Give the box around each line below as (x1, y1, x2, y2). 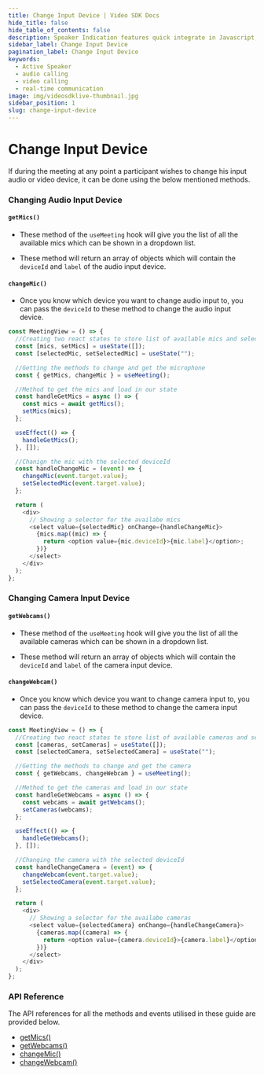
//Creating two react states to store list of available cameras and (15, 733, 247, 742)
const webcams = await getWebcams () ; (22, 798, 146, 806)
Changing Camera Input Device (8, 593, 130, 604)
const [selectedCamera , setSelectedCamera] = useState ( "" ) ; (15, 748, 216, 756)
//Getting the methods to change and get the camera (15, 762, 192, 771)
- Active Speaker (15, 63, 72, 71)
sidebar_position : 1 (8, 99, 76, 107)
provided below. (8, 1018, 60, 1027)
